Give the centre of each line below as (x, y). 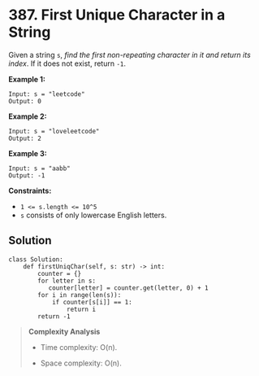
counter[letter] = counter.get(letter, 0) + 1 (128, 288)
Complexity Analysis (64, 331)
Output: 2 (25, 138)
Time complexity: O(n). (79, 347)
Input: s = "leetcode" (47, 94)
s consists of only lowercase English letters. (93, 215)
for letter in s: (67, 281)
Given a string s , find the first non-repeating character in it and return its (130, 55)
